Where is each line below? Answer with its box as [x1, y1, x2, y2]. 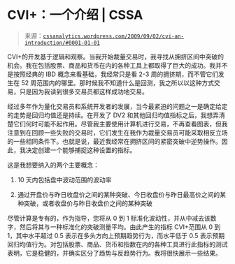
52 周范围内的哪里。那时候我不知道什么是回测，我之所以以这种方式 [20, 78, 215, 87]
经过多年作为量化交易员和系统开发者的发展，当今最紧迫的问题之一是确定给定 [7, 102, 228, 110]
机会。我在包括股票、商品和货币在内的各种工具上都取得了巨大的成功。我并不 [7, 61, 228, 69]
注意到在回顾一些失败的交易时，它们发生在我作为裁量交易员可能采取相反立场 [7, 128, 228, 137]
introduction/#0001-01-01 [24, 39, 100, 46]
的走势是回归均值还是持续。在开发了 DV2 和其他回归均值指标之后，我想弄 [7, 110, 219, 119]
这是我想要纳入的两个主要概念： [7, 161, 99, 169]
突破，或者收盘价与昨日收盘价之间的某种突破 [23, 199, 152, 207]
